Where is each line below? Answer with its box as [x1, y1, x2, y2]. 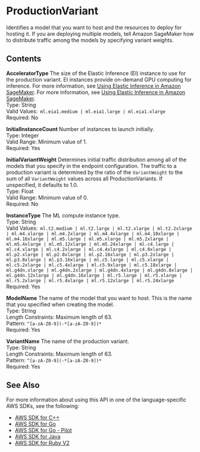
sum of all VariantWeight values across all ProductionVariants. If [6, 174, 163, 182]
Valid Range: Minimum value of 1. [6, 138, 87, 145]
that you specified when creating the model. [6, 301, 115, 308]
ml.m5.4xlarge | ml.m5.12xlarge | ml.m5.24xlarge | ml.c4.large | [6, 241, 174, 247]
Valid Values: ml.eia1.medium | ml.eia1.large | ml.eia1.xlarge [6, 107, 165, 114]
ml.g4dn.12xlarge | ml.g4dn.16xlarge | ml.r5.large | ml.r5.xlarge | [6, 272, 183, 278]
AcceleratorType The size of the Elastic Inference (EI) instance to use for [6, 70, 186, 77]
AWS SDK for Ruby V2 [14, 439, 70, 446]
